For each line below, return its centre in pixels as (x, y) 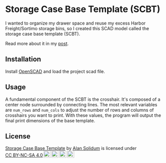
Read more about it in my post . (37, 43)
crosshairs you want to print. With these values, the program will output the (83, 115)
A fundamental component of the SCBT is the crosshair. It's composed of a (83, 99)
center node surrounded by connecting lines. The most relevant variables (81, 104)
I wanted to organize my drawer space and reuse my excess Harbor (75, 23)
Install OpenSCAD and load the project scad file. (55, 71)
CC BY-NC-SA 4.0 (24, 155)
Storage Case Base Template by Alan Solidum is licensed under (71, 148)
